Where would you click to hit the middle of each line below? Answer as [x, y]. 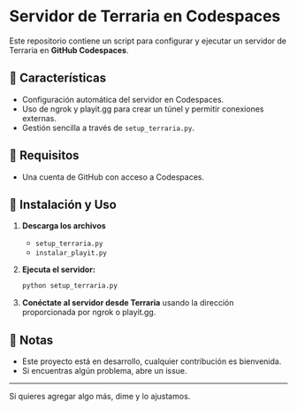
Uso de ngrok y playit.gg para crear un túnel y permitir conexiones [143, 109]
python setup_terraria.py [69, 286]
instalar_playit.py [71, 253]
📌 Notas [31, 340]
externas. [39, 118]
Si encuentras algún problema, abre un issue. [104, 371]
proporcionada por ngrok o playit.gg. [89, 313]
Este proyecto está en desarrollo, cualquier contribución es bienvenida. [152, 361]
